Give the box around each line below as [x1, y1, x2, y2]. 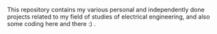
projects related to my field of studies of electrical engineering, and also [7, 13, 210, 21]
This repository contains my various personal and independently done [7, 6, 205, 13]
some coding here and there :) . [7, 20, 96, 27]
